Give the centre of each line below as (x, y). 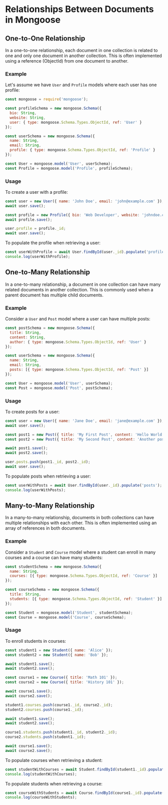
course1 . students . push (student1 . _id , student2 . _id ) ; (61, 732)
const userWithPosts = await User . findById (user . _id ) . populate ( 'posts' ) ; (84, 485)
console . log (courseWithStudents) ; (41, 797)
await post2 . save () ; (27, 453)
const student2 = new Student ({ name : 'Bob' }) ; (57, 655)
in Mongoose (33, 20)
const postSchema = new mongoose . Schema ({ (50, 328)
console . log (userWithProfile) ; (38, 257)
